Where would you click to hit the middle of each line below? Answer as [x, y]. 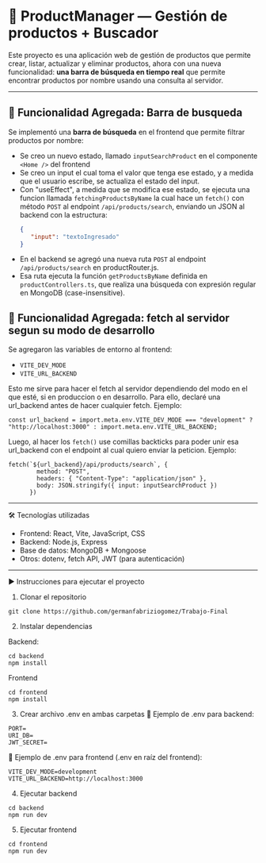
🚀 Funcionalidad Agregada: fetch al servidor [119, 318]
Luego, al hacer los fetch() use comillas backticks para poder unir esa [123, 442]
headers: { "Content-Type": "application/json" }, [122, 479]
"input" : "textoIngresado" [75, 237]
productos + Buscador [84, 33]
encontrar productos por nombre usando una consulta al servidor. [116, 80]
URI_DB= [21, 736]
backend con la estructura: [64, 214]
